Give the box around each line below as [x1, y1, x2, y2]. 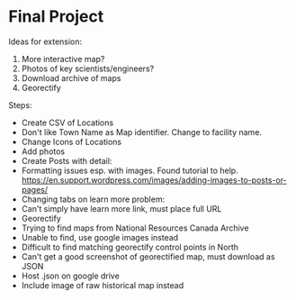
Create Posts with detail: [21, 155, 112, 166]
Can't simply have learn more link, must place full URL [21, 203, 222, 214]
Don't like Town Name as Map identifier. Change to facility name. [21, 126, 263, 137]
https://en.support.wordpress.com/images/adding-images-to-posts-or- [21, 174, 287, 186]
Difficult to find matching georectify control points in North [21, 241, 239, 252]
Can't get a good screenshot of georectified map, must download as [21, 250, 275, 262]
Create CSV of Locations [21, 117, 114, 128]
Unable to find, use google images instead [21, 232, 179, 242]
